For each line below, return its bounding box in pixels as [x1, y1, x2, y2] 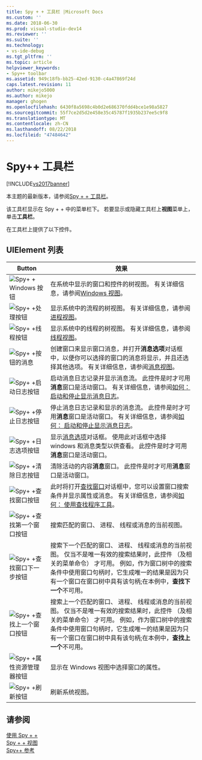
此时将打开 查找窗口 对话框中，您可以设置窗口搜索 [50, 482, 189, 491]
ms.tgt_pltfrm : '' [6, 54, 52, 60]
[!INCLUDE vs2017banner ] [6, 180, 70, 187]
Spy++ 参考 [6, 747, 35, 754]
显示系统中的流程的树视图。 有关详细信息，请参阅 [50, 304, 191, 312]
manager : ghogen [6, 98, 47, 104]
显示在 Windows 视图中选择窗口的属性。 [50, 663, 164, 671]
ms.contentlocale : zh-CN [6, 121, 69, 127]
